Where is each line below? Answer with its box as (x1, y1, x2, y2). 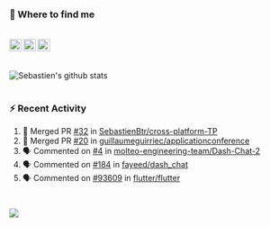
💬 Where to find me (9, 8, 95, 21)
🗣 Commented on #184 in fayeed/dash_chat (22, 159, 189, 170)
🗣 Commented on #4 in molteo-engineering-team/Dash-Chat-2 (22, 146, 261, 157)
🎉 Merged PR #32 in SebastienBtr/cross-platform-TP (22, 126, 218, 137)
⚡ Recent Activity (9, 102, 87, 114)
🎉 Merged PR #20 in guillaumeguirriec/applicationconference (22, 135, 250, 147)
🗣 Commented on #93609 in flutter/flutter (22, 173, 181, 184)
